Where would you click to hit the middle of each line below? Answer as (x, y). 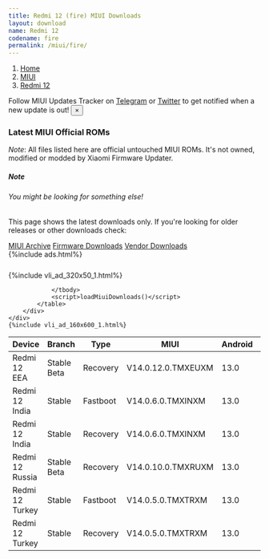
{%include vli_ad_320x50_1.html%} (65, 275)
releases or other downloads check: (68, 230)
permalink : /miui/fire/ (48, 46)
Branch (61, 344)
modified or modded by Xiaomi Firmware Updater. (91, 158)
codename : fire (34, 38)
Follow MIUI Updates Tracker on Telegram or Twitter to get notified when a (131, 101)
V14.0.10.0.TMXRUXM (171, 467)
